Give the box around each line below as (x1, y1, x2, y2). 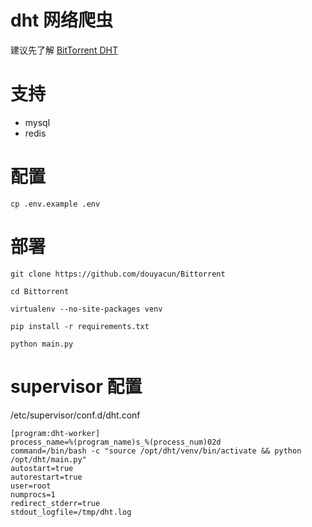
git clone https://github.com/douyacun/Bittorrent (10, 269, 226, 279)
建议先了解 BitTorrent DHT (10, 44, 118, 56)
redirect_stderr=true (10, 498, 101, 508)
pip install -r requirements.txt (10, 321, 150, 331)
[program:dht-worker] (10, 428, 101, 438)
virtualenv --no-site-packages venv (10, 304, 163, 314)
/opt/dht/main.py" (10, 454, 87, 465)
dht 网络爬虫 (10, 9, 113, 32)
